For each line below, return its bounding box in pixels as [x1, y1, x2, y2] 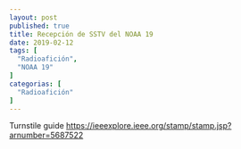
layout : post [9, 12, 58, 22]
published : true [9, 21, 70, 30]
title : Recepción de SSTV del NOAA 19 [9, 29, 154, 38]
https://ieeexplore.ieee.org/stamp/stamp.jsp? [65, 120, 232, 131]
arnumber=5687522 [9, 130, 84, 141]
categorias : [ [9, 79, 62, 88]
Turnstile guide [9, 120, 64, 131]
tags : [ [9, 46, 38, 55]
